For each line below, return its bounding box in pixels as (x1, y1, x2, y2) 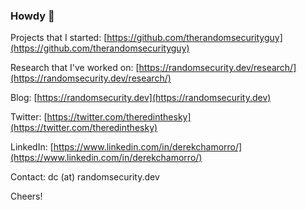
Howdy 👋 (10, 9, 55, 23)
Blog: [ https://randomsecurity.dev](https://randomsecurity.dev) (10, 92, 272, 104)
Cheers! (10, 190, 43, 203)
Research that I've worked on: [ (10, 62, 140, 74)
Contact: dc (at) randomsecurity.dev (10, 171, 160, 183)
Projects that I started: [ (10, 32, 108, 44)
